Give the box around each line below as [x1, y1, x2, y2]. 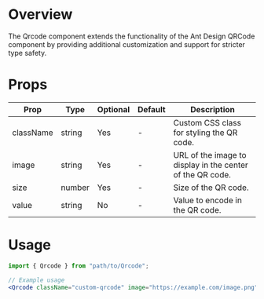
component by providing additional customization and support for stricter [8, 39, 246, 49]
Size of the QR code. [173, 182, 249, 193]
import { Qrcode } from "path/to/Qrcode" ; [8, 261, 149, 270]
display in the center [173, 159, 249, 170]
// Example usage [8, 276, 65, 284]
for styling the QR [173, 127, 238, 138]
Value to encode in [173, 195, 242, 206]
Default [137, 104, 167, 115]
